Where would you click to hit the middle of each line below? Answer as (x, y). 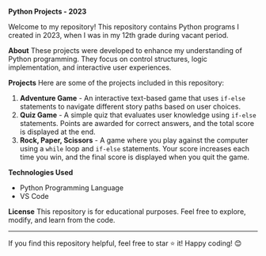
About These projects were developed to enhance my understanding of (125, 50)
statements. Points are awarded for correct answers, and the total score (137, 123)
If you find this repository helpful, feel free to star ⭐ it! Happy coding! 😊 (125, 243)
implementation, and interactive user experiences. (90, 67)
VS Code (34, 196)
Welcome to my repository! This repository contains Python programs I (123, 27)
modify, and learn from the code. (62, 220)
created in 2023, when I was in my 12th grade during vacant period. (118, 35)
